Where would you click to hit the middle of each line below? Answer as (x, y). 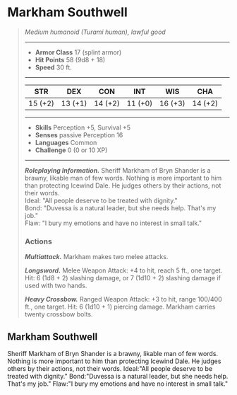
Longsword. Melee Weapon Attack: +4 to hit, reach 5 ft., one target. (123, 270)
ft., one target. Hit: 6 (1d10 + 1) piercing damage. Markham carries (120, 307)
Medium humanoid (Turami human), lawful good (95, 32)
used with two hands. (56, 286)
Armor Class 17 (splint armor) (78, 52)
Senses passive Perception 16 (79, 134)
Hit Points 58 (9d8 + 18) (70, 59)
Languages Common (66, 142)
